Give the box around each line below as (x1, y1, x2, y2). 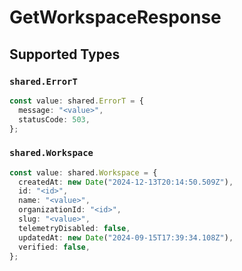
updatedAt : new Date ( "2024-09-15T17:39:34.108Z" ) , (18, 232, 234, 243)
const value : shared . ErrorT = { (9, 96, 144, 106)
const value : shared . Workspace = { (9, 167, 158, 178)
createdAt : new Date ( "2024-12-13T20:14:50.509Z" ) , (18, 177, 234, 187)
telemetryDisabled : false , (18, 223, 131, 233)
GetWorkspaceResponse (9, 6, 222, 29)
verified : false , (18, 242, 91, 252)
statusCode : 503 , (18, 114, 91, 125)
